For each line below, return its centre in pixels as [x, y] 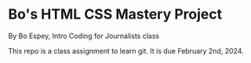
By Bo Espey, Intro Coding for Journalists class [84, 36]
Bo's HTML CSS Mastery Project [115, 14]
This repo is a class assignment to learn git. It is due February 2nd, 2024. [126, 51]
